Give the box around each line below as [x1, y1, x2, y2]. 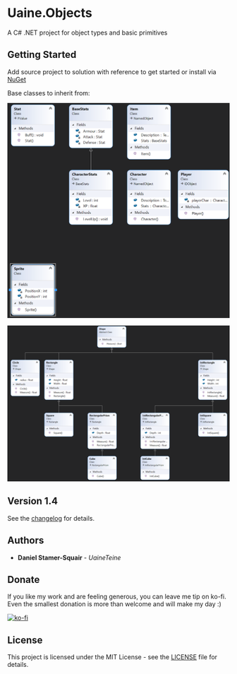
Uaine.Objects [7, 5, 93, 21]
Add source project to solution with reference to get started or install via [7, 67, 217, 76]
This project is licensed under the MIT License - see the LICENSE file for [7, 653, 217, 661]
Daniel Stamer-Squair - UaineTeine [17, 553, 121, 562]
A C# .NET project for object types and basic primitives [7, 28, 168, 37]
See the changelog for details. [7, 514, 95, 522]
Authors [7, 535, 44, 547]
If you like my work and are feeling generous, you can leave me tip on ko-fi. [7, 592, 227, 601]
